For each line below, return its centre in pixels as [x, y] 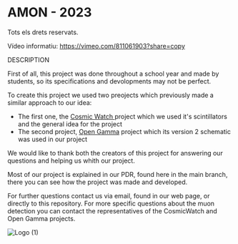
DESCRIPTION [29, 60]
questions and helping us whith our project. [71, 161]
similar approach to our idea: [50, 102]
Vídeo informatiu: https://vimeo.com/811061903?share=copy [96, 46]
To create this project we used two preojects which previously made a [111, 95]
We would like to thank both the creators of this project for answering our [115, 153]
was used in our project [53, 139]
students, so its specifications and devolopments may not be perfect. [109, 81]
